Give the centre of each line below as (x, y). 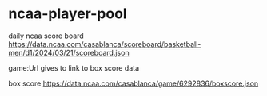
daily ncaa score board (46, 36)
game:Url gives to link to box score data (74, 67)
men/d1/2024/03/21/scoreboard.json (69, 52)
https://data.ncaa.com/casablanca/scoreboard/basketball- (105, 44)
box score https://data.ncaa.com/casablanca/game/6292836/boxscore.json (133, 83)
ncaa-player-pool (68, 14)
